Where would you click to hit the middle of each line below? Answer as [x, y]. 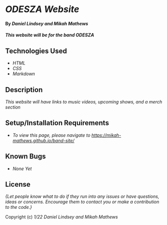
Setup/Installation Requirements [57, 123]
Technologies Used [36, 51]
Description [24, 90]
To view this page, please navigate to [51, 135]
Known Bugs [26, 157]
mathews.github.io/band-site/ [43, 140]
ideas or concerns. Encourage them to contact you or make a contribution [82, 202]
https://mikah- [106, 135]
